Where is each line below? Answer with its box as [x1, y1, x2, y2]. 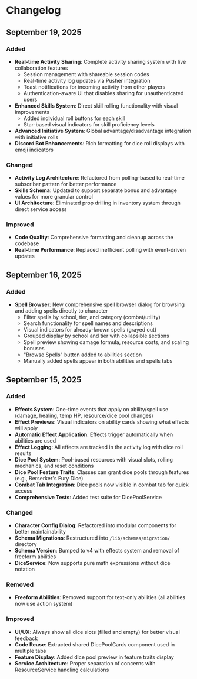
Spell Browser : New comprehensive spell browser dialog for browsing [14, 301, 185, 308]
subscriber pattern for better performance [14, 181, 117, 188]
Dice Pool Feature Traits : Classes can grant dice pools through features [14, 468, 189, 476]
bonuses [23, 345, 45, 352]
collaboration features [14, 64, 68, 72]
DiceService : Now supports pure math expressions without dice [14, 560, 171, 567]
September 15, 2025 [6, 375, 82, 385]
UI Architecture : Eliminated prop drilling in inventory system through [14, 199, 181, 207]
